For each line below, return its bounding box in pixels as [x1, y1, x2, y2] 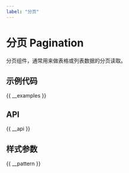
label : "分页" [6, 8, 40, 15]
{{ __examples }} [6, 92, 46, 99]
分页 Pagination [6, 36, 84, 49]
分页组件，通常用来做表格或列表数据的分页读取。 [6, 57, 126, 64]
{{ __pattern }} [6, 160, 41, 167]
